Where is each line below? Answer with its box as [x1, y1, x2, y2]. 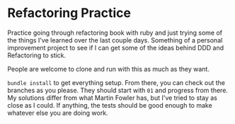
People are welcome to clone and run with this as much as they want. [7, 64, 210, 73]
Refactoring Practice [7, 5, 131, 21]
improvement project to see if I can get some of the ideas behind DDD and [7, 43, 224, 52]
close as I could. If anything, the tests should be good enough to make [7, 101, 212, 109]
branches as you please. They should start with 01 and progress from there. [7, 86, 229, 94]
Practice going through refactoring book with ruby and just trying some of [7, 28, 223, 37]
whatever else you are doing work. [7, 108, 108, 117]
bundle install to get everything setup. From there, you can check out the [7, 78, 225, 86]
